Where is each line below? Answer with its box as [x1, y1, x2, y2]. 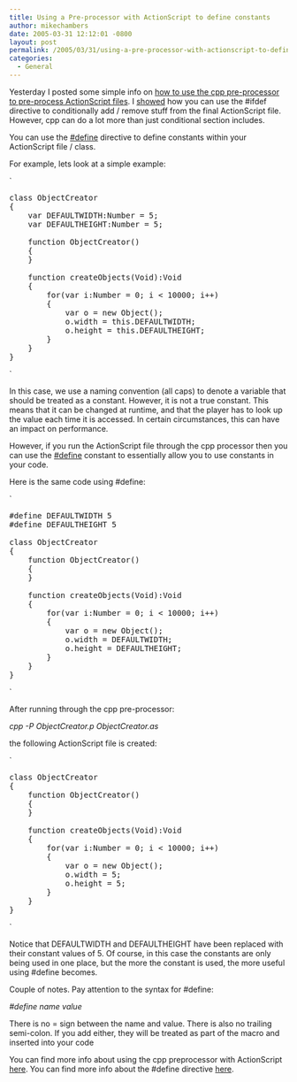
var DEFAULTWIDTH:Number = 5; [27, 210, 159, 220]
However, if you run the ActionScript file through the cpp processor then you [9, 440, 288, 451]
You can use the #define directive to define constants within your [9, 132, 247, 142]
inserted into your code [9, 1037, 95, 1047]
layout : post [9, 37, 57, 47]
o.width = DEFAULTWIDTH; [65, 634, 173, 644]
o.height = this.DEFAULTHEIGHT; [65, 325, 206, 335]
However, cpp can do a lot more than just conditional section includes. [9, 114, 265, 125]
